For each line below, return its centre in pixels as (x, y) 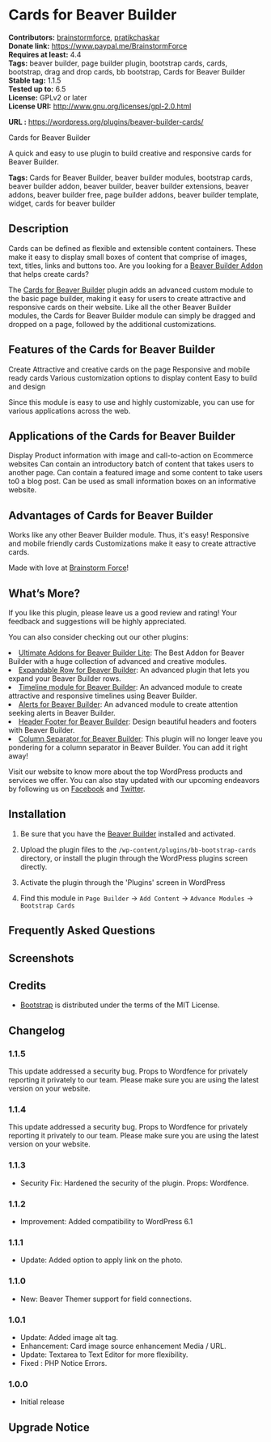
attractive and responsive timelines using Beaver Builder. (103, 695)
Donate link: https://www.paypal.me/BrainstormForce (98, 45)
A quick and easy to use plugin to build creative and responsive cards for (130, 153)
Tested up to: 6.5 (37, 89)
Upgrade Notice (49, 1427)
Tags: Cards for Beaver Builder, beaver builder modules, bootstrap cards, (131, 177)
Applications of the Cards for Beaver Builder (122, 436)
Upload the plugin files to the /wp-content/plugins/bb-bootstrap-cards (138, 849)
